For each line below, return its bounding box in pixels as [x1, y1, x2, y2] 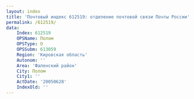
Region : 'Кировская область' [16, 52, 88, 58]
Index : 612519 [16, 30, 51, 36]
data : [6, 24, 19, 31]
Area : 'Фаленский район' [16, 62, 77, 69]
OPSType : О [16, 41, 43, 47]
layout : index [6, 8, 41, 15]
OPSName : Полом [16, 36, 54, 41]
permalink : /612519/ [6, 19, 57, 25]
